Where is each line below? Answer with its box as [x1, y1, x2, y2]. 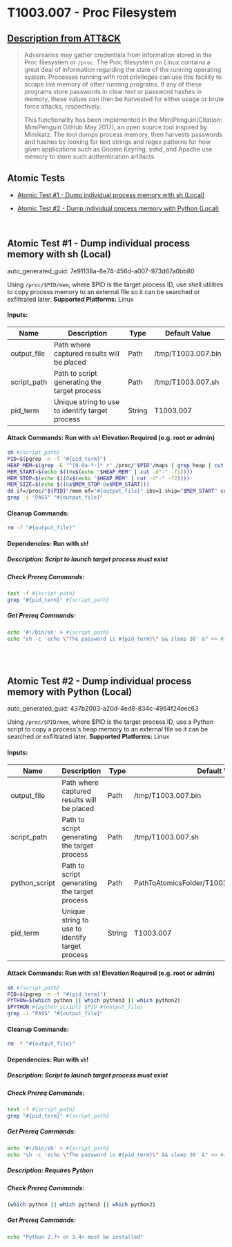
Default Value [164, 328, 211, 338]
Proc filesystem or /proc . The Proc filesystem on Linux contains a [23, 58, 211, 66]
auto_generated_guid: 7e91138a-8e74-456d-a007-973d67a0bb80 [7, 266, 195, 275]
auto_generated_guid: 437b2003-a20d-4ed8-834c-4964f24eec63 [7, 704, 199, 713]
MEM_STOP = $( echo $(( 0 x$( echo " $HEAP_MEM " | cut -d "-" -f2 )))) [7, 475, 190, 482]
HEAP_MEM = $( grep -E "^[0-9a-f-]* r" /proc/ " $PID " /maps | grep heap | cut [7, 462, 224, 468]
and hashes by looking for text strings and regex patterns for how [23, 138, 211, 146]
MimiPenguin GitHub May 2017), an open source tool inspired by [23, 123, 208, 131]
